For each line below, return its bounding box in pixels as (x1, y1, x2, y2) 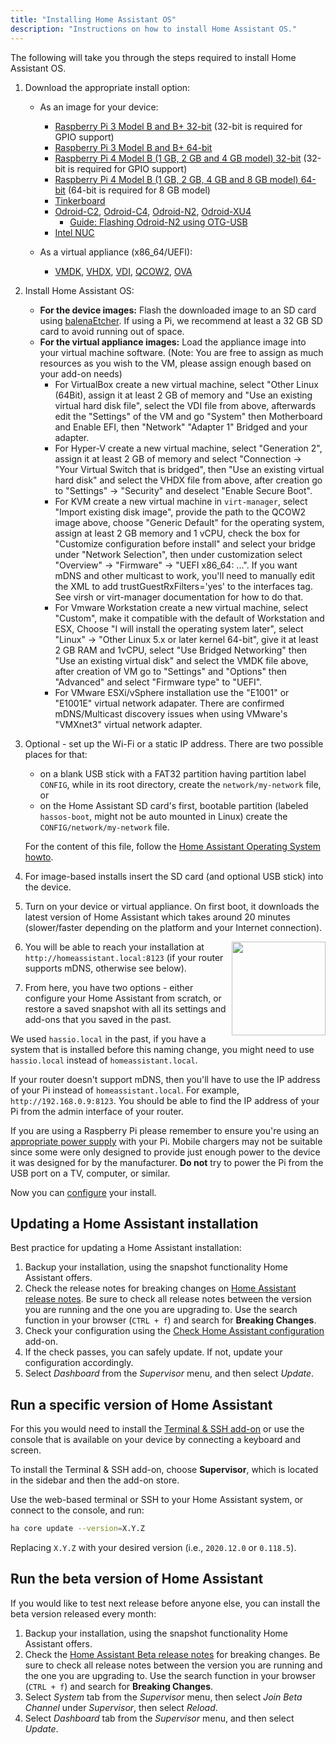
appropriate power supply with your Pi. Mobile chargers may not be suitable (10, 1135, 323, 1147)
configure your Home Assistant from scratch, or (24, 992, 222, 1004)
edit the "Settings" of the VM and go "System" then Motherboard (54, 410, 323, 422)
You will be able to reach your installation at (24, 941, 205, 953)
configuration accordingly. (24, 1357, 134, 1369)
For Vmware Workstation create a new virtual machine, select (54, 601, 308, 613)
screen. (10, 1444, 42, 1456)
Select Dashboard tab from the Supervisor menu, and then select (24, 1712, 295, 1724)
